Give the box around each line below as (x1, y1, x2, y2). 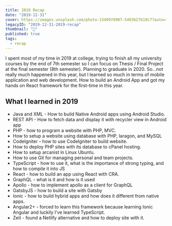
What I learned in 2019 (5, 97, 78, 106)
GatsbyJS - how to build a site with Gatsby (12, 187, 102, 193)
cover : (5, 17, 19, 22)
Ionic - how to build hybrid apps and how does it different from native (12, 193, 159, 199)
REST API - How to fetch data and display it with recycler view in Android (12, 116, 167, 122)
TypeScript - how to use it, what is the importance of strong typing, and (12, 160, 164, 166)
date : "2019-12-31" (5, 12, 47, 17)
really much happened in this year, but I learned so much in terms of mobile (5, 71, 165, 78)
